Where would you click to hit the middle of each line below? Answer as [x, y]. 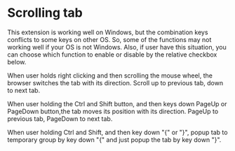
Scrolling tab [45, 13]
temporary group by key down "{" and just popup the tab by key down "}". [114, 139]
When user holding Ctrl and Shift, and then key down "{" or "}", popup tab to [117, 132]
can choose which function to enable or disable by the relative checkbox [112, 55]
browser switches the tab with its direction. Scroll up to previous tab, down [115, 82]
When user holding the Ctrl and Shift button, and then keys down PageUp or [117, 103]
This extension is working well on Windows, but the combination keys [108, 32]
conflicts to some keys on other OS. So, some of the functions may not [109, 39]
